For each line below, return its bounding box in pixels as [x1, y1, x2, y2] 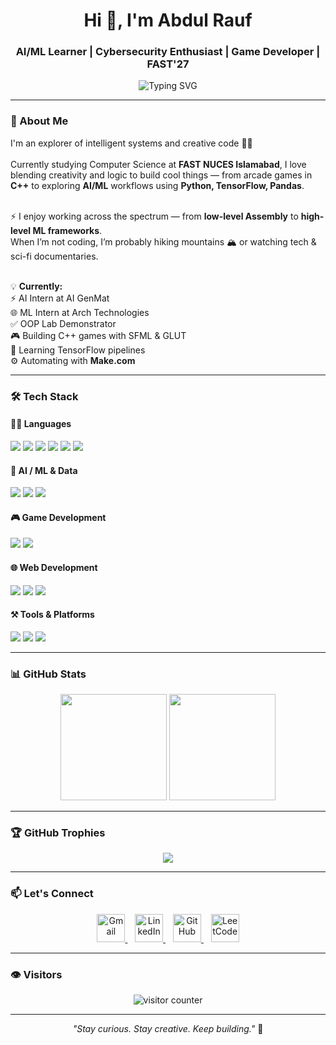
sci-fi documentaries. [10, 250, 99, 262]
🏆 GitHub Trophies [10, 825, 106, 839]
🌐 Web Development [10, 561, 98, 573]
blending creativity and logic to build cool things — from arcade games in [10, 169, 313, 181]
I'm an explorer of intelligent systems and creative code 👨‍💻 [10, 137, 253, 149]
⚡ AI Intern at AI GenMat [10, 292, 110, 304]
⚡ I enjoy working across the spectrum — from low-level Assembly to [10, 210, 299, 222]
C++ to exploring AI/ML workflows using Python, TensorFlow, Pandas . [10, 179, 305, 191]
